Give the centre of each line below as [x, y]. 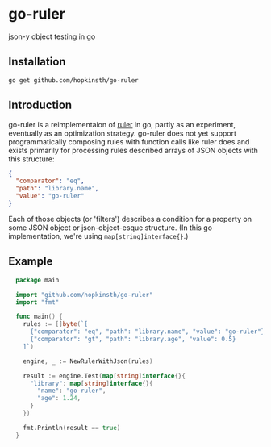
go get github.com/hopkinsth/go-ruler [73, 80]
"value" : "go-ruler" [50, 196]
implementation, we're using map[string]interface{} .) [98, 236]
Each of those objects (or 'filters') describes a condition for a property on [130, 219]
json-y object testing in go [52, 36]
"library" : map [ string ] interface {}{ [91, 383]
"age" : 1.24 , [59, 399]
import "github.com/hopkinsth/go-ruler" [84, 295]
